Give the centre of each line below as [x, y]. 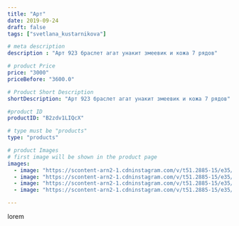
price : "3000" [28, 72]
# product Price [31, 66]
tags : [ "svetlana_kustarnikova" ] [57, 34]
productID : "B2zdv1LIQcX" [46, 118]
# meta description [36, 47]
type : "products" [33, 138]
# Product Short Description [51, 92]
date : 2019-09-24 [33, 21]
